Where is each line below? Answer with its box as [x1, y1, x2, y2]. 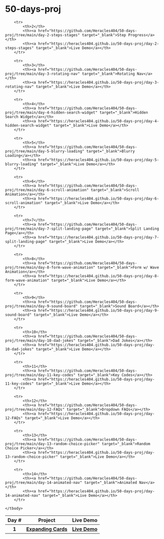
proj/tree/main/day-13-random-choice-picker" [5, 441, 100, 446]
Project [38, 516, 55, 523]
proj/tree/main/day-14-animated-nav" [5, 480, 82, 485]
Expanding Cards [26, 525, 68, 532]
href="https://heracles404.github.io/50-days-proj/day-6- [38, 196, 160, 201]
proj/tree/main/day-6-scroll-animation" [5, 187, 89, 192]
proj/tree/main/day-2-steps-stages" [5, 32, 80, 37]
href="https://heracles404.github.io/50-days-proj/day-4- [38, 119, 160, 123]
